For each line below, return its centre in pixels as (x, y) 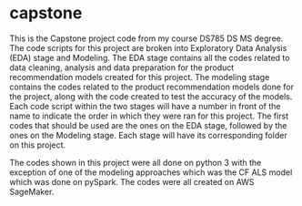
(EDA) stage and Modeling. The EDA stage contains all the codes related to (150, 57)
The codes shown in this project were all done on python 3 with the (136, 162)
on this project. (38, 145)
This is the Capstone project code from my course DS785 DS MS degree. (146, 38)
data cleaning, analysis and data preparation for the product (122, 67)
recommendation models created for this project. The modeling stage (140, 77)
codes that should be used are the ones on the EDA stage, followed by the (148, 125)
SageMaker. (32, 191)
